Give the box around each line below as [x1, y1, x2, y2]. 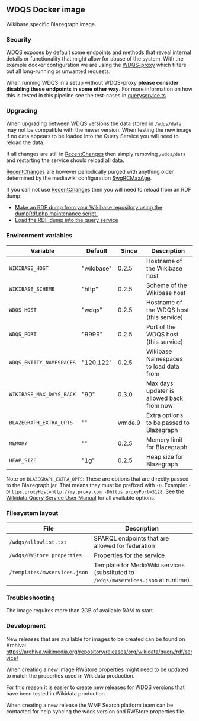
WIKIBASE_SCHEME [9, 285, 55, 293]
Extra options [146, 411, 184, 419]
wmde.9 [117, 418, 141, 427]
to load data [146, 362, 179, 370]
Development [6, 622, 46, 630]
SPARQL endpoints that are [94, 534, 169, 542]
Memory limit [146, 436, 183, 444]
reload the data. [6, 139, 45, 146]
